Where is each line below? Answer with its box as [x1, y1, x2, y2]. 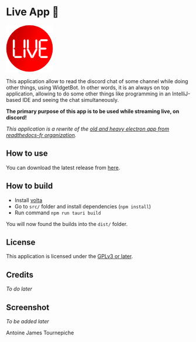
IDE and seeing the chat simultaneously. [22, 96, 119, 103]
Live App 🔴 [6, 5, 60, 19]
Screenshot [6, 302, 50, 312]
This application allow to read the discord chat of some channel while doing [6, 77, 188, 84]
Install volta [14, 196, 43, 204]
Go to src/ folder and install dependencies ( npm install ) [14, 203, 151, 210]
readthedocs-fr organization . [6, 131, 77, 138]
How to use [6, 149, 48, 159]
